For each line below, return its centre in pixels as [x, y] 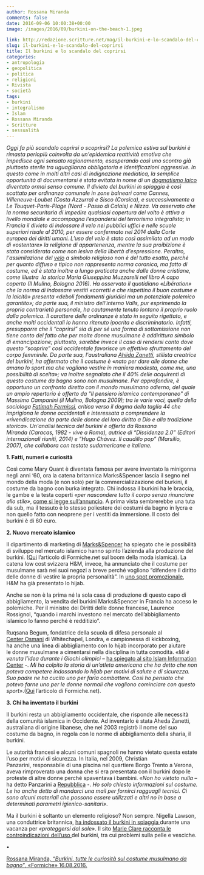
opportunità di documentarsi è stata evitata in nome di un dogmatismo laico [102, 180]
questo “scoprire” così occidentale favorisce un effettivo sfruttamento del [99, 348]
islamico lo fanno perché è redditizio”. [53, 621]
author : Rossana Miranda [38, 12]
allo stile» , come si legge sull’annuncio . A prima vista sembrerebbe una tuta [101, 501]
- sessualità [23, 131]
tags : [13, 97]
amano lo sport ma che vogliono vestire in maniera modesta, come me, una [101, 368]
